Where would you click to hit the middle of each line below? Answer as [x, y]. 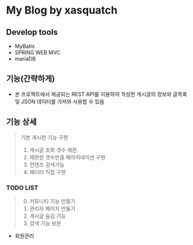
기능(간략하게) [30, 79]
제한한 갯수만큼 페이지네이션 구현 [67, 157]
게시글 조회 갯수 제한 [53, 150]
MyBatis [24, 46]
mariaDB [25, 59]
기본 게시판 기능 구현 [44, 137]
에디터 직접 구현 [48, 172]
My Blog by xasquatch [62, 10]
